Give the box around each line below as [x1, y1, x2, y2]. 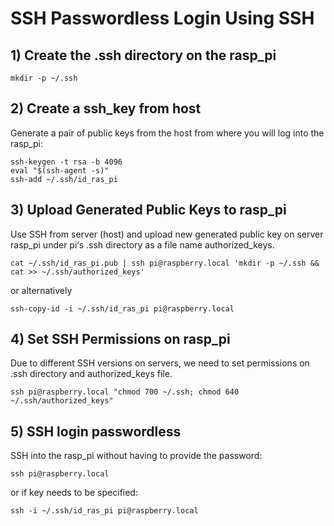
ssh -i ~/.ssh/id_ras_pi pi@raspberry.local [10, 506, 199, 516]
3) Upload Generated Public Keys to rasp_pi [10, 202, 287, 219]
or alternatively [10, 284, 73, 296]
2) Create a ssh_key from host [10, 100, 202, 117]
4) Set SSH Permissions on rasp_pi [10, 331, 231, 348]
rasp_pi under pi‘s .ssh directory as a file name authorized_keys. [10, 238, 275, 251]
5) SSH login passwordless [10, 423, 182, 440]
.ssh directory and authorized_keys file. [10, 368, 173, 380]
